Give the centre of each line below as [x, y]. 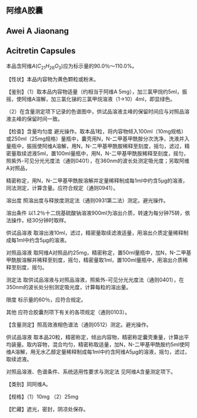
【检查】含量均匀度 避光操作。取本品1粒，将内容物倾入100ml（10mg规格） [96, 132]
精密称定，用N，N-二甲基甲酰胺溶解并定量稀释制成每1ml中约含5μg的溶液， [97, 180]
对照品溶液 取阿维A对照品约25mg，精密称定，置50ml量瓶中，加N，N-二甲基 [99, 253]
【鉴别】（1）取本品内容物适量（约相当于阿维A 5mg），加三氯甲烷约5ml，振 [97, 92]
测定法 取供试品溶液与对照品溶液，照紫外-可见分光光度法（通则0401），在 [95, 280]
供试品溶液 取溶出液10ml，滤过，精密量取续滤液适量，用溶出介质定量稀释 [95, 233]
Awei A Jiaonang [38, 31]
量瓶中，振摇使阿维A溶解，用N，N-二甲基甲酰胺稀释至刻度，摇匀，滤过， [96, 146]
